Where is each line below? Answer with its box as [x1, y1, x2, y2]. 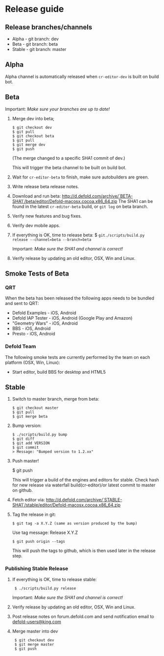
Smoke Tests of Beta [5, 270, 70, 278]
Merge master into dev [12, 628, 58, 634]
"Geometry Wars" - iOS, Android [12, 320, 78, 327]
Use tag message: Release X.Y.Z [12, 530, 78, 535]
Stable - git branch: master [12, 47, 67, 52]
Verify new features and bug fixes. [12, 213, 82, 219]
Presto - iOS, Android [12, 331, 55, 337]
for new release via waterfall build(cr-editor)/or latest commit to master [12, 482, 156, 488]
